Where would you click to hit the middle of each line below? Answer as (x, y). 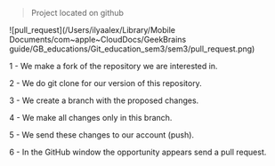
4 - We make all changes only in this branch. (91, 118)
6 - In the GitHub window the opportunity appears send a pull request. (138, 152)
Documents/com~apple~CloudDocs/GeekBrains (98, 40)
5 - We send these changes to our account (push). (101, 135)
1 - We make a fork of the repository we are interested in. (113, 66)
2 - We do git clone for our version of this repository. (105, 83)
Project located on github (77, 13)
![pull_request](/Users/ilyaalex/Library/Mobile (93, 30)
